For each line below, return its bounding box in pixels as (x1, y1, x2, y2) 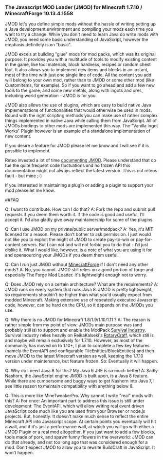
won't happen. (5, 450, 34, 456)
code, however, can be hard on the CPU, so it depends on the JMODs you (5, 302, 153, 308)
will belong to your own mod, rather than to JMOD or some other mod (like (5, 77, 154, 83)
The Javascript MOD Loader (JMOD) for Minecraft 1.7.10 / (5, 4, 143, 11)
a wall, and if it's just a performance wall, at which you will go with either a (5, 424, 154, 430)
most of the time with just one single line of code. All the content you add (5, 72, 152, 78)
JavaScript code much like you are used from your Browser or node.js (5, 408, 145, 414)
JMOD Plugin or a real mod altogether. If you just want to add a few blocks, (5, 429, 156, 435)
